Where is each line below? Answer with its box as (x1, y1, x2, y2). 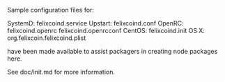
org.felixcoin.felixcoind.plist (7, 34, 86, 42)
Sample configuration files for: (7, 6, 94, 14)
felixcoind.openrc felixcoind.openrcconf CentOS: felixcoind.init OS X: (7, 27, 205, 34)
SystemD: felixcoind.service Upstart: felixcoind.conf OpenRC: (7, 19, 184, 27)
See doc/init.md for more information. (7, 68, 115, 76)
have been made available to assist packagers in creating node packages (7, 48, 218, 55)
